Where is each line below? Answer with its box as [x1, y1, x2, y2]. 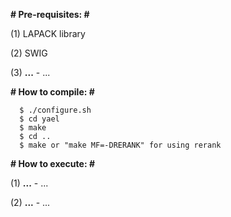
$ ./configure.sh [19, 105, 92, 115]
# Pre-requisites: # [10, 9, 90, 20]
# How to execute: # [10, 158, 95, 169]
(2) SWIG [10, 47, 48, 59]
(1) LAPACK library [10, 28, 86, 39]
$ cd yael [19, 114, 60, 124]
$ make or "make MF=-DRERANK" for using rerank [19, 140, 222, 150]
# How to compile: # [10, 86, 95, 98]
